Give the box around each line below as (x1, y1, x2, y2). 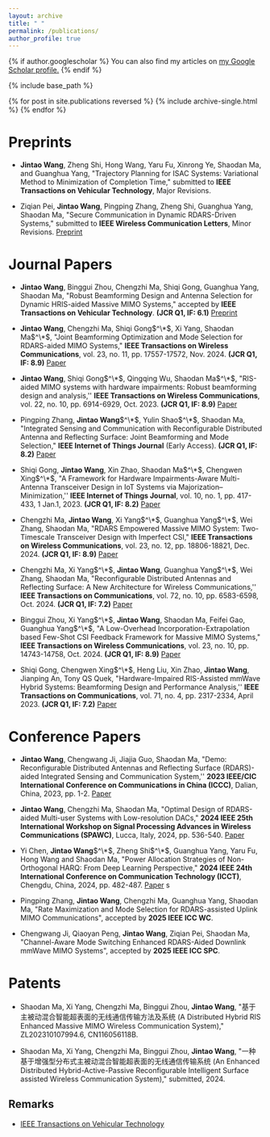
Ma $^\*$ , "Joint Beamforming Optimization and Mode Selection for (19, 332, 243, 342)
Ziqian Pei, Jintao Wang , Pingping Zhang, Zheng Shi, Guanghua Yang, (19, 201, 254, 211)
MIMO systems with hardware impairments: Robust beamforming (40, 382, 257, 392)
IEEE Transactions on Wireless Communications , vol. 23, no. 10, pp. (19, 641, 250, 651)
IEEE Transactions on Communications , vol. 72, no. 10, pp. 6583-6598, (19, 591, 260, 600)
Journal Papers (8, 255, 113, 274)
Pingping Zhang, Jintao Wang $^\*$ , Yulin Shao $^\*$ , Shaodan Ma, (19, 415, 246, 425)
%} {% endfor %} (8, 105, 67, 115)
